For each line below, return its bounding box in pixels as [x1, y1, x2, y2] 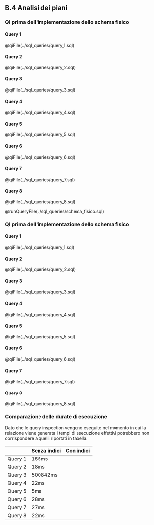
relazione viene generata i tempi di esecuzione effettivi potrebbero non [5, 430, 150, 436]
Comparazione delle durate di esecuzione [5, 413, 107, 420]
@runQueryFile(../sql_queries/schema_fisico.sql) [5, 208, 105, 214]
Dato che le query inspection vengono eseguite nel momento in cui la [5, 424, 146, 431]
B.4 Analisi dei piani [5, 4, 68, 12]
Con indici [66, 447, 90, 454]
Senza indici [31, 447, 61, 454]
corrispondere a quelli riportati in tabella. [5, 435, 88, 441]
